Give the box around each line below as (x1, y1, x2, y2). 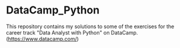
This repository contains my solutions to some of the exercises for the (6, 23, 174, 30)
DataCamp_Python (6, 4, 100, 17)
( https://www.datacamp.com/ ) (6, 35, 79, 42)
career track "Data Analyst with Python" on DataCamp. (6, 29, 139, 36)
